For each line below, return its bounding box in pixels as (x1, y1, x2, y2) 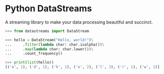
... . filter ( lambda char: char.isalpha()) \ (5, 42, 105, 47)
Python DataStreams (5, 3, 92, 14)
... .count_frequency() (5, 51, 63, 56)
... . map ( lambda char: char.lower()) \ (5, 47, 94, 51)
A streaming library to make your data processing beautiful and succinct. (5, 19, 153, 25)
